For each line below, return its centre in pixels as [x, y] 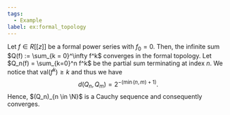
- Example [28, 20]
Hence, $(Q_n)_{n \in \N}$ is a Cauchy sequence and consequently [105, 97]
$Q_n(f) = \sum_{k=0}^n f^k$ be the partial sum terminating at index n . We [115, 63]
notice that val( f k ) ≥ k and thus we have [65, 71]
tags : [15, 14]
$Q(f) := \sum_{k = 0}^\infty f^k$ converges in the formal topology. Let [110, 56]
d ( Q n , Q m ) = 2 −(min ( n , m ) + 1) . [118, 84]
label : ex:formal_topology [47, 27]
